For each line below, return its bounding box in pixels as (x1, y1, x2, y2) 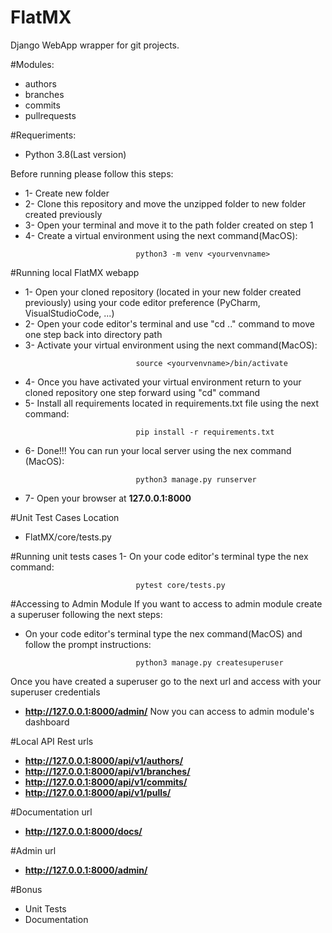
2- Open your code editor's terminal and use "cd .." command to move (24, 317, 315, 330)
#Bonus (10, 883, 43, 895)
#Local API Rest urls (10, 735, 94, 747)
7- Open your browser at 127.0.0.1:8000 (24, 492, 192, 504)
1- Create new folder (24, 187, 110, 199)
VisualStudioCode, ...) (24, 307, 115, 319)
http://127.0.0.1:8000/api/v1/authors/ (24, 754, 184, 766)
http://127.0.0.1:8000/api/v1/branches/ (24, 765, 191, 777)
